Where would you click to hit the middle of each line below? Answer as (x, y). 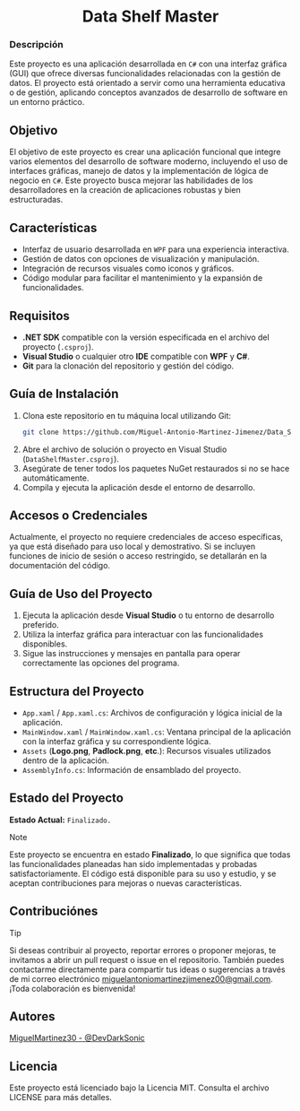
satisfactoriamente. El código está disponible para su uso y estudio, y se (143, 873)
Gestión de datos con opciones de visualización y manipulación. (141, 259)
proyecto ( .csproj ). (58, 346)
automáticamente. (56, 478)
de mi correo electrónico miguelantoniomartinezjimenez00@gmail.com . (141, 978)
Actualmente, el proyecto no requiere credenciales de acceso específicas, (146, 537)
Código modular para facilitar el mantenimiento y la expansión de (142, 278)
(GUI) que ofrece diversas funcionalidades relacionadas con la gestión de (145, 74)
